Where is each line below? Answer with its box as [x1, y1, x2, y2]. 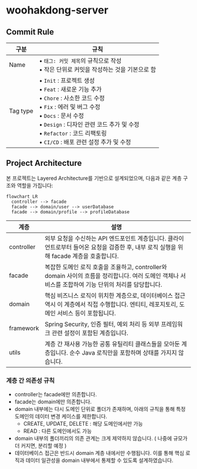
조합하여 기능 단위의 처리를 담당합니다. [62, 280, 162, 288]
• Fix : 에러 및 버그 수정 [39, 103, 101, 111]
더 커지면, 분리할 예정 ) [14, 442, 67, 449]
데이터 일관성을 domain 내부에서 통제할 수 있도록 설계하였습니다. [25, 457, 174, 464]
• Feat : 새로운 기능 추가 [39, 86, 102, 93]
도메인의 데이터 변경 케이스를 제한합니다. [14, 413, 107, 420]
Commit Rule [6, 27, 55, 37]
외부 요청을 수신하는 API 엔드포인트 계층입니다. [45, 234, 167, 242]
